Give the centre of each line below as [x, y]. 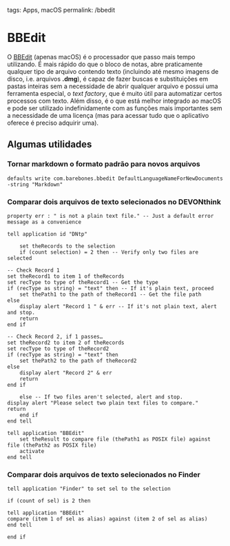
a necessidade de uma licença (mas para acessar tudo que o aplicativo [108, 115]
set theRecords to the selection [67, 246]
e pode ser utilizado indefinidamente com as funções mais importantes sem [115, 108]
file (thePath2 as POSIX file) [52, 445]
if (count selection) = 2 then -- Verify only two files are [109, 252]
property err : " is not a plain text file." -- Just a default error [111, 216]
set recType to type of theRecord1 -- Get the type [83, 282]
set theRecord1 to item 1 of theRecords [66, 276]
